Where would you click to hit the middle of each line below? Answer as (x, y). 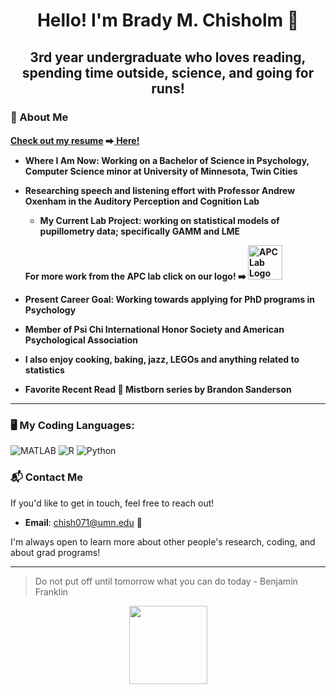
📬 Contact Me (47, 477)
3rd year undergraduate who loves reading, (168, 57)
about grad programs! (55, 552)
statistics (44, 370)
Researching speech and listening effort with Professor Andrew (160, 191)
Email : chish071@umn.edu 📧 (83, 522)
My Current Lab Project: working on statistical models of (159, 221)
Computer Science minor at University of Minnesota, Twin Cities (161, 171)
